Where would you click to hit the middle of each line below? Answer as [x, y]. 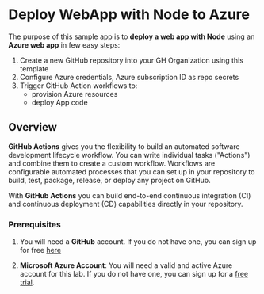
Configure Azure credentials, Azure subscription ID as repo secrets [129, 77]
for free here [40, 250]
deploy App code [60, 102]
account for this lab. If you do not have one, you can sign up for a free [134, 274]
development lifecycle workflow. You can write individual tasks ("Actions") [129, 155]
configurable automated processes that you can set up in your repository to [132, 171]
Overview [33, 127]
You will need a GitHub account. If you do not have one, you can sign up [138, 242]
